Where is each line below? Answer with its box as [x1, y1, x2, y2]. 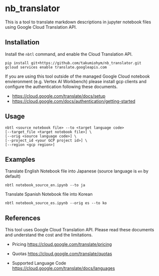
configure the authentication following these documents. [5, 84, 118, 89]
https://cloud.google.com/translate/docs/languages [12, 265, 115, 271]
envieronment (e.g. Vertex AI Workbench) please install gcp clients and [5, 78, 146, 84]
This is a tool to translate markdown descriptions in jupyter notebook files [5, 19, 151, 25]
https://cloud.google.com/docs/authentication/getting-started [12, 98, 135, 104]
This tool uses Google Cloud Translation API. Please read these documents [5, 227, 155, 233]
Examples [5, 155, 35, 163]
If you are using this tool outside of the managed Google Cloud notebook [5, 73, 150, 79]
